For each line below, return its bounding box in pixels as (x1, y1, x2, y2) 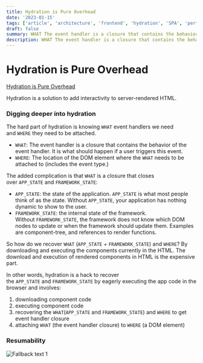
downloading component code (14, 296, 92, 303)
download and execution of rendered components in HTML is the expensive (6, 253, 195, 260)
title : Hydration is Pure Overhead (6, 8, 96, 15)
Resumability (6, 336, 46, 345)
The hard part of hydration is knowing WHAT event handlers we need (6, 123, 174, 130)
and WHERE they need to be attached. (6, 130, 97, 137)
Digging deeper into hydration (6, 109, 96, 118)
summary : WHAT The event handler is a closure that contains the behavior (6, 31, 199, 37)
